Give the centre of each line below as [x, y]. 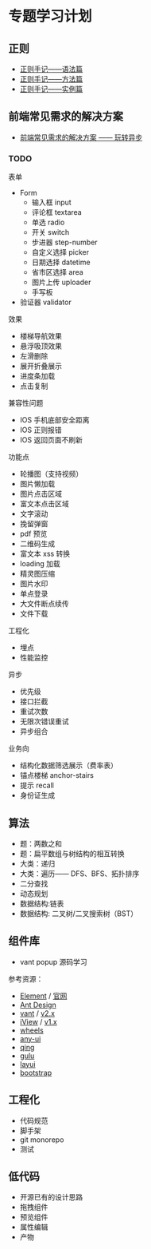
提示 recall [37, 785]
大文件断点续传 [44, 604]
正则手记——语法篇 [51, 69]
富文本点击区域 [44, 504]
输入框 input [51, 202]
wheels [31, 1030]
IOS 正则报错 [41, 430]
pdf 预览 [33, 534]
